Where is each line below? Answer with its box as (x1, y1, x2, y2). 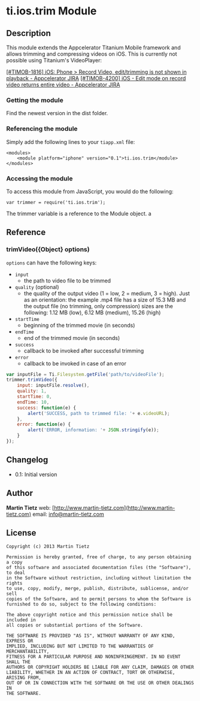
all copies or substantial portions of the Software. (6, 622, 144, 628)
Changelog (6, 455, 49, 465)
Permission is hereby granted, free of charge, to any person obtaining (6, 554, 192, 560)
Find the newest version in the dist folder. (6, 110, 108, 117)
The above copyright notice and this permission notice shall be (6, 612, 172, 618)
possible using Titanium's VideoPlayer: (6, 57, 102, 64)
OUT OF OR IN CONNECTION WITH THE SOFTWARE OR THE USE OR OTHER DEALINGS (6, 680, 195, 686)
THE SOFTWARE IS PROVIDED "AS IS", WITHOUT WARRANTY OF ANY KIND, (6, 633, 175, 639)
